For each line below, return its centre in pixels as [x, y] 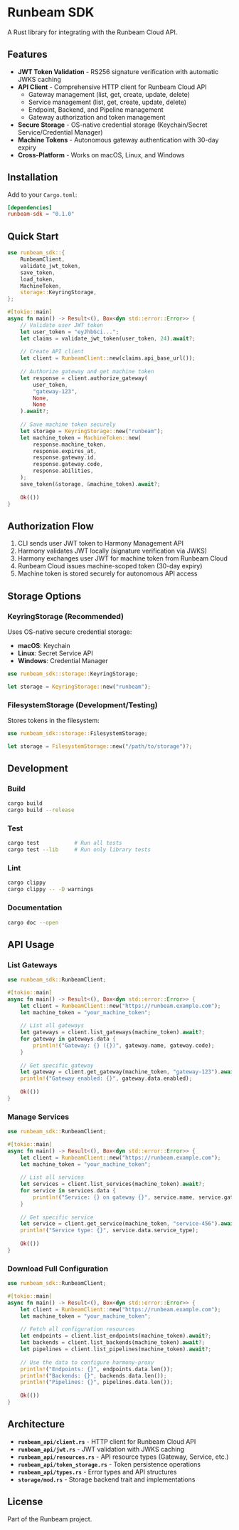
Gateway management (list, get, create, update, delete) [109, 94]
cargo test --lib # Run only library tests [79, 850]
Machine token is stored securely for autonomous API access [107, 573]
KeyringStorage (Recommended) [66, 616]
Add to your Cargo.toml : [42, 194]
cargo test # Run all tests [65, 843]
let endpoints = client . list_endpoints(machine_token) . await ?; [116, 1336]
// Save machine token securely [68, 425]
